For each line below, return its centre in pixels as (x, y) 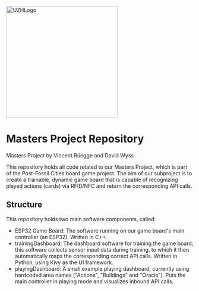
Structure (24, 205)
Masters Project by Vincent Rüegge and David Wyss (70, 155)
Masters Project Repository (75, 139)
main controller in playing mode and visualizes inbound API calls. (94, 281)
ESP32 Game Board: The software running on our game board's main (99, 230)
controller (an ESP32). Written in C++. (61, 237)
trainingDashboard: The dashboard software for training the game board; (104, 243)
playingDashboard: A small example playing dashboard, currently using (102, 268)
